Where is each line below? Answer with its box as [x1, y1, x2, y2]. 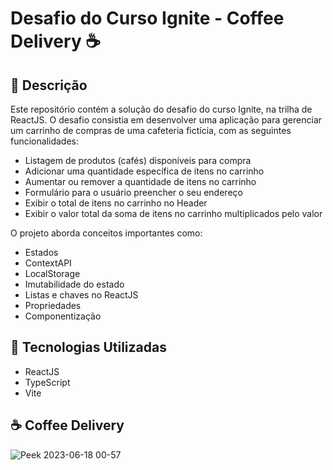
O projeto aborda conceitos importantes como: [10, 227, 203, 239]
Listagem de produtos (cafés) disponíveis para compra [24, 155, 252, 166]
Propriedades [24, 300, 82, 311]
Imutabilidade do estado [24, 278, 125, 290]
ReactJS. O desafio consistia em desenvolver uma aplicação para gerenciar [10, 114, 323, 126]
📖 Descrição [10, 77, 88, 94]
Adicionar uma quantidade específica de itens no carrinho [24, 165, 265, 177]
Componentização [24, 310, 102, 322]
